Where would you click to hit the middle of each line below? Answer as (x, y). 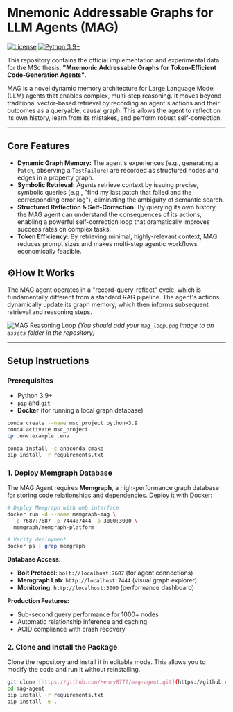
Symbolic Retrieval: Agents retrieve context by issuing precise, (108, 184)
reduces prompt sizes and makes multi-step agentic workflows (107, 243)
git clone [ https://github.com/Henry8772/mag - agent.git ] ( (93, 682)
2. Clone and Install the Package (62, 648)
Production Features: (38, 601)
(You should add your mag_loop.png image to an (146, 325)
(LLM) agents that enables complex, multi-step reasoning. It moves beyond (114, 96)
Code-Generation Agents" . (47, 75)
